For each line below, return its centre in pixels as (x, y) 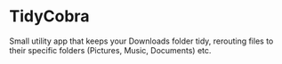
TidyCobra (49, 16)
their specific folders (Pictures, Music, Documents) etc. (110, 50)
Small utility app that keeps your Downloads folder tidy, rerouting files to (141, 41)
